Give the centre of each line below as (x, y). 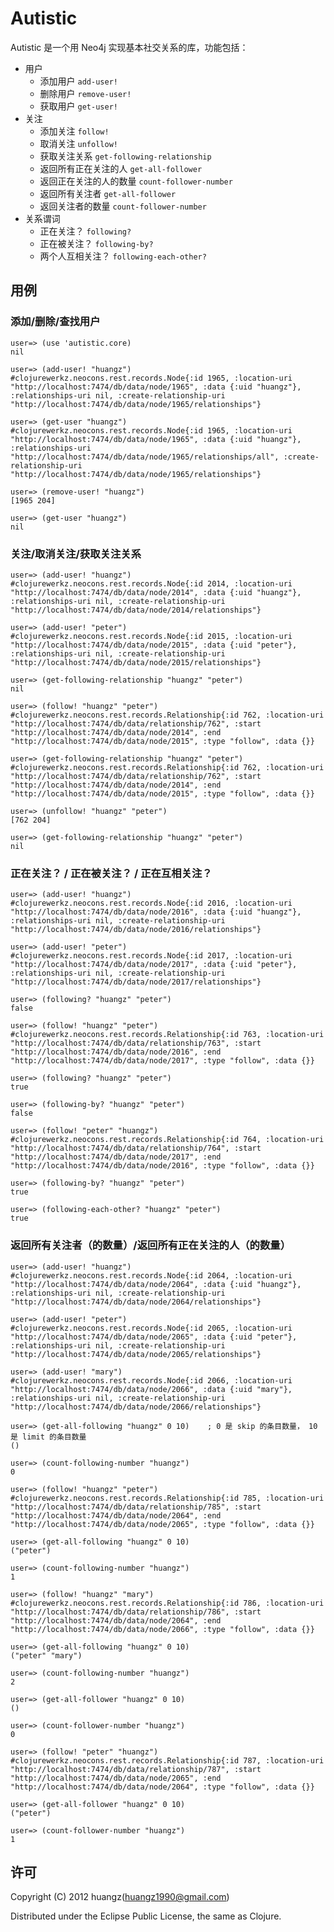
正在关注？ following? (85, 231)
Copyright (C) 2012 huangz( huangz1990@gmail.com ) (120, 1897)
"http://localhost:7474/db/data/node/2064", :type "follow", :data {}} (162, 1787)
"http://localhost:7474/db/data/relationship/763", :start (136, 1043)
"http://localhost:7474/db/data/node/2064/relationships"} (136, 1302)
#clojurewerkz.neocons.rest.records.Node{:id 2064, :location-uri (151, 1275)
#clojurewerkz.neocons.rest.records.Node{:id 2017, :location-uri (151, 956)
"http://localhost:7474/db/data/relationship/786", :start (136, 1612)
